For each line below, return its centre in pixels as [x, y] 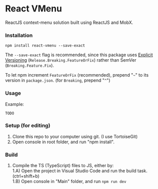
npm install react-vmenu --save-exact [45, 46]
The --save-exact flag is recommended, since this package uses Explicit [79, 55]
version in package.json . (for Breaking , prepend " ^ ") [58, 81]
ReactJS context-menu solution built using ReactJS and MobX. [69, 22]
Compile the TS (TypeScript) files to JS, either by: [63, 166]
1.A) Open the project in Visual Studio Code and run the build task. [80, 171]
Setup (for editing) [28, 126]
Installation [19, 35]
